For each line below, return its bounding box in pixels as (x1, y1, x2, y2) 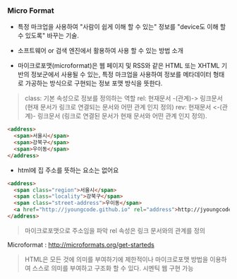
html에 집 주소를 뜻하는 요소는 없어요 (17, 165, 119, 174)
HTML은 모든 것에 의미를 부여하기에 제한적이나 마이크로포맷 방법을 (24, 255, 209, 263)
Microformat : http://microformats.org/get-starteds (7, 240, 155, 249)
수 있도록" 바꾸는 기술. (17, 31, 80, 40)
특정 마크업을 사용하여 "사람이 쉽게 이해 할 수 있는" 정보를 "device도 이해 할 (17, 23, 226, 31)
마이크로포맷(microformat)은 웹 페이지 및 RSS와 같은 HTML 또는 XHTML (17, 61, 220, 70)
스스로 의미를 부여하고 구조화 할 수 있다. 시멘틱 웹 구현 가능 (32, 263, 194, 272)
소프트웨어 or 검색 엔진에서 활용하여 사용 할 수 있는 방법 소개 (17, 47, 183, 55)
